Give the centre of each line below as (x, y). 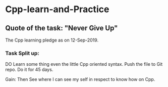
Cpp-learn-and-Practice (57, 9)
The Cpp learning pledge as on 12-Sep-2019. (52, 40)
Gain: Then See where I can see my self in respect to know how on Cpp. (80, 79)
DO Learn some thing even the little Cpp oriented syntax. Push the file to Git (84, 64)
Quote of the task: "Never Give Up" (62, 28)
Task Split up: (22, 53)
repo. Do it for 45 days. (29, 70)
